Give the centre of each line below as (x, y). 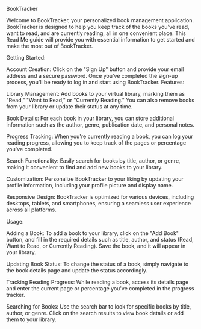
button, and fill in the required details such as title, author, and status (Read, (100, 240)
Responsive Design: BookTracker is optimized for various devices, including (100, 197)
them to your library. (31, 319)
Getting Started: (26, 58)
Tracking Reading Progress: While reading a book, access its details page (97, 282)
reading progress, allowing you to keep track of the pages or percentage (96, 143)
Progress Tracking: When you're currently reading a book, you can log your (100, 136)
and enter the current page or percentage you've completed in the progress (100, 288)
